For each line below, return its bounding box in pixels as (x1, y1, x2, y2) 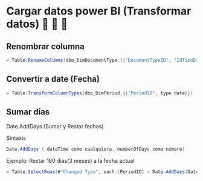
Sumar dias (6, 107, 50, 117)
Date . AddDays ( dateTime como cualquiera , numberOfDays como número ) (6, 146, 185, 153)
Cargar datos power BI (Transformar (6, 4, 192, 18)
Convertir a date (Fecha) (6, 74, 100, 84)
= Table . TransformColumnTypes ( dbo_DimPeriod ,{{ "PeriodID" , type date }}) (6, 90, 193, 96)
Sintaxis (6, 134, 26, 142)
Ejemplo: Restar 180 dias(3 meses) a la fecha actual (6, 157, 135, 165)
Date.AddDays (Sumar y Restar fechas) (6, 123, 104, 130)
